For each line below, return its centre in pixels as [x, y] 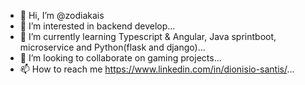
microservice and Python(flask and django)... [112, 47]
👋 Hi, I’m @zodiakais [62, 15]
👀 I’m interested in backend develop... [97, 26]
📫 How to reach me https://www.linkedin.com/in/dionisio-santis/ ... [157, 69]
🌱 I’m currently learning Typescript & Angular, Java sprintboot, [148, 36]
